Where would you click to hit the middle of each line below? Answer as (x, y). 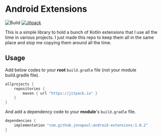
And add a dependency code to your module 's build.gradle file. (70, 112)
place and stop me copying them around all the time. (58, 42)
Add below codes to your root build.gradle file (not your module (71, 70)
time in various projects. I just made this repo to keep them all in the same (80, 37)
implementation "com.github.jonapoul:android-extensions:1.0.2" (81, 125)
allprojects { (20, 84)
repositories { (29, 89)
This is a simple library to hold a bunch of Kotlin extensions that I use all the (81, 32)
